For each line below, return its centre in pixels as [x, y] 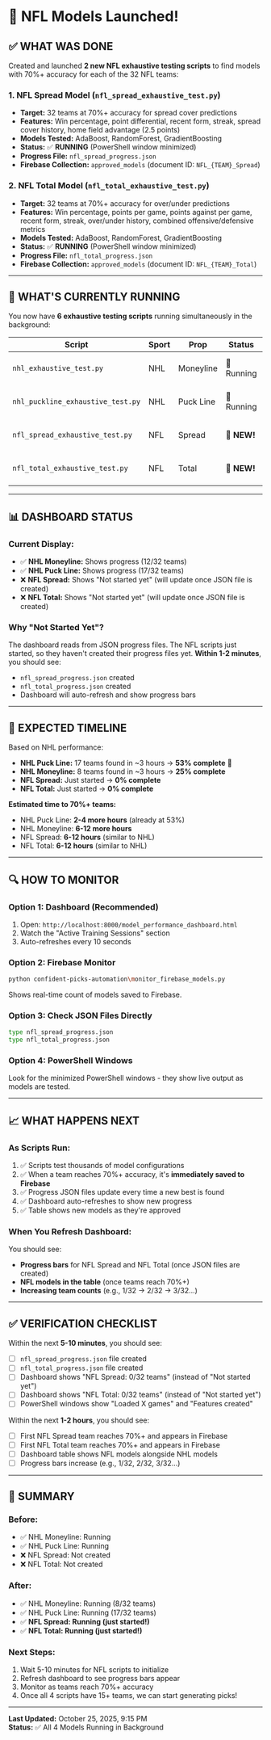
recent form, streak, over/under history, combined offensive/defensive [137, 221]
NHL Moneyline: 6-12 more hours [76, 829]
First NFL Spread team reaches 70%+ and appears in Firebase [124, 1435]
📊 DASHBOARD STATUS [71, 517]
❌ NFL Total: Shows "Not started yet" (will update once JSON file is [132, 598]
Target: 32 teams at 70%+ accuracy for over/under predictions [125, 203]
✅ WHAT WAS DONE [61, 46]
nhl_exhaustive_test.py [58, 368]
